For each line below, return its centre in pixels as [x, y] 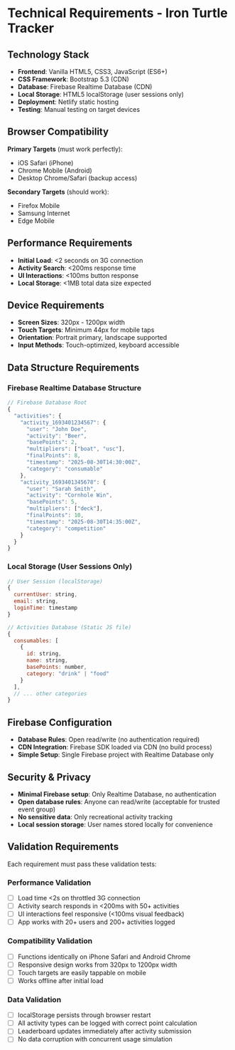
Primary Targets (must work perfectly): [65, 149]
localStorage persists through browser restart [84, 1015]
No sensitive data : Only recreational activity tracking [95, 816]
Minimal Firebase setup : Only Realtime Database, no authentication [117, 794]
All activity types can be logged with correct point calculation [107, 1023]
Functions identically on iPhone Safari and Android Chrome [104, 957]
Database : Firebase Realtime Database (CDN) [85, 87]
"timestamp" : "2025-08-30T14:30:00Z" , [83, 462]
